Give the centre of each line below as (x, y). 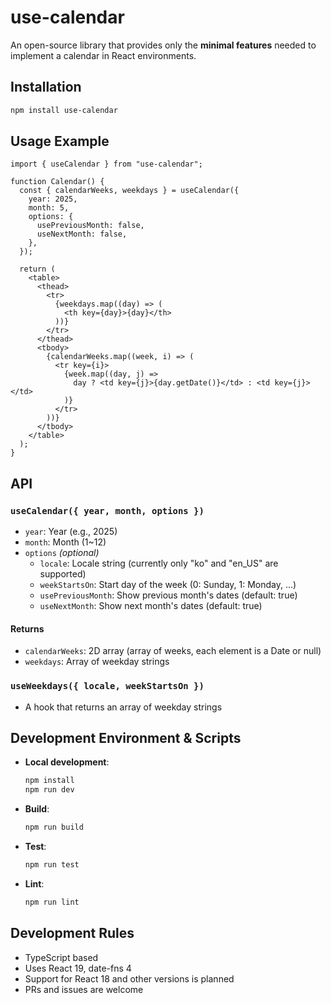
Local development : (67, 762)
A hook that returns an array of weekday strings (123, 707)
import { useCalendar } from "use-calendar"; (106, 164)
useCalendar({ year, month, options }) (107, 510)
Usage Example (60, 141)
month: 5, (49, 208)
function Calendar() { (57, 182)
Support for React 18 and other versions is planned (129, 978)
